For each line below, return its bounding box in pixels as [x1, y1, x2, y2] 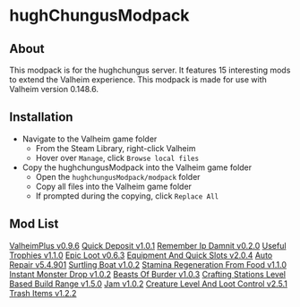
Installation [9, 109, 73, 125]
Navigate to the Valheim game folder [21, 133, 158, 144]
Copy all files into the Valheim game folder [35, 181, 193, 192]
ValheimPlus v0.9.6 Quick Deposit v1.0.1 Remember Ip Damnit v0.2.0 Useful [9, 240, 287, 251]
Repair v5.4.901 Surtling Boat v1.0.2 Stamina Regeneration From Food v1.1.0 [9, 259, 287, 269]
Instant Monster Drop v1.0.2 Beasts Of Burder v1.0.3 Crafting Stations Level [9, 269, 287, 279]
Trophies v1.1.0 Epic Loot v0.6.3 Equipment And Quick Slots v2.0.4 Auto [9, 250, 273, 260]
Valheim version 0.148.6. [9, 84, 99, 94]
